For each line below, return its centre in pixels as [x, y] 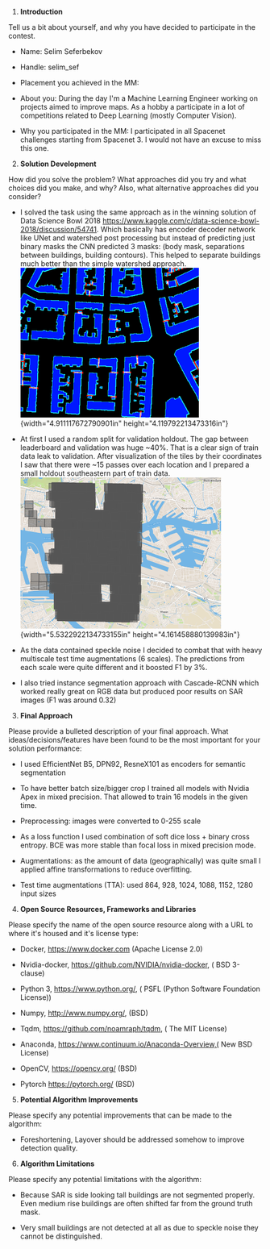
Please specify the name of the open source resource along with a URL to [131, 925]
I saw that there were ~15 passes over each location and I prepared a [135, 464]
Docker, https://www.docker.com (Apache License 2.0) [111, 949]
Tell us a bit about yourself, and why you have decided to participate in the [132, 27]
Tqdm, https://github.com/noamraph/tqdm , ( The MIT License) [123, 1028]
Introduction [41, 12]
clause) [32, 973]
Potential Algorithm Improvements [79, 1099]
